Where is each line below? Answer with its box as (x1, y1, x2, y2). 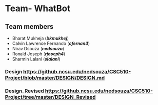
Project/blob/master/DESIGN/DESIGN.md (5, 74, 105, 81)
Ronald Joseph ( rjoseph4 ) (12, 51, 66, 57)
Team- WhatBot (5, 3, 71, 14)
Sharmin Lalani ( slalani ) (12, 56, 60, 62)
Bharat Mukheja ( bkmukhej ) (12, 35, 69, 41)
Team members (5, 22, 54, 31)
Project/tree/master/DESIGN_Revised (5, 93, 96, 100)
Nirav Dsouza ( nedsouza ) (12, 46, 64, 51)
